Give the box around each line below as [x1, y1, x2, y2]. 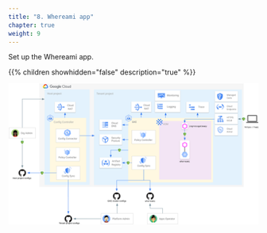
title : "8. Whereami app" [8, 13, 94, 21]
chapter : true [8, 21, 56, 29]
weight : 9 [8, 29, 41, 37]
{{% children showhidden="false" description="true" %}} [8, 67, 196, 77]
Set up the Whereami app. [8, 52, 94, 62]
